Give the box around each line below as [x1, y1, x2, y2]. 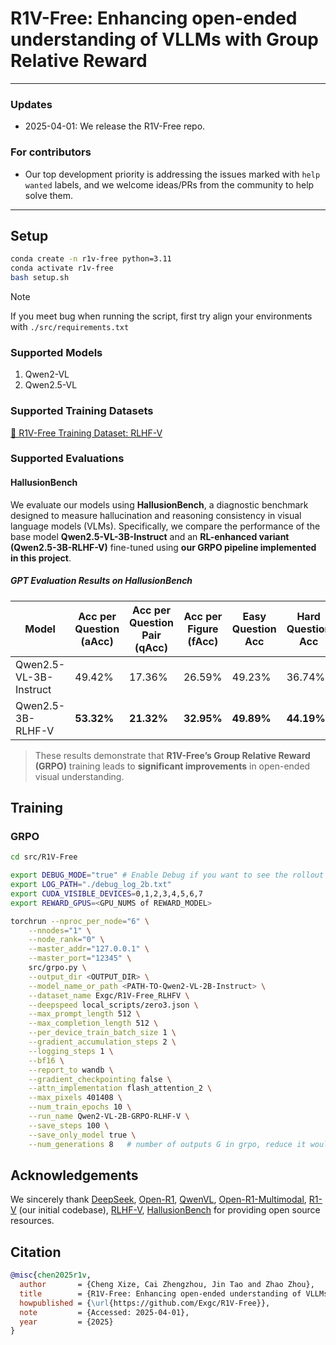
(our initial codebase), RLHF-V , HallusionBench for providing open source [18, 1204, 321, 1216]
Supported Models [10, 345, 103, 359]
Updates [10, 97, 53, 111]
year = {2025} [19, 1317, 114, 1327]
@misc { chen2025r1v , [10, 1270, 92, 1281]
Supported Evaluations [10, 452, 125, 466]
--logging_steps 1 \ [28, 1046, 114, 1056]
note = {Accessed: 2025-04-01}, [19, 1307, 190, 1317]
